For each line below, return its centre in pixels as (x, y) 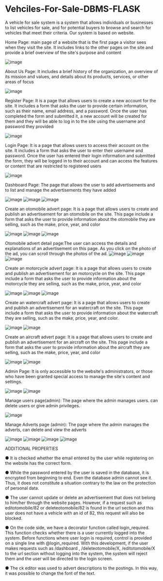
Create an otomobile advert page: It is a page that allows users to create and (81, 209)
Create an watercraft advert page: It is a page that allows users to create (77, 302)
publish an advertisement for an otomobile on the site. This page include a (79, 214)
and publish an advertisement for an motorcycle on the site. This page (75, 273)
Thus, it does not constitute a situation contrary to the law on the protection (81, 483)
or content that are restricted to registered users (53, 166)
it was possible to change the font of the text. (50, 573)
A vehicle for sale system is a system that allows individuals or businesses (79, 22)
